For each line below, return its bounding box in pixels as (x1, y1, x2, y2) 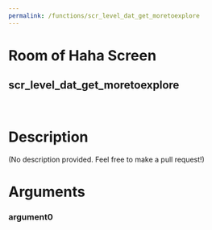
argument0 (8, 211, 54, 222)
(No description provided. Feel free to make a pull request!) (8, 154, 206, 164)
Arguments (8, 183, 86, 201)
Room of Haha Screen (8, 46, 157, 64)
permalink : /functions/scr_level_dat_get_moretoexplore (8, 11, 200, 20)
